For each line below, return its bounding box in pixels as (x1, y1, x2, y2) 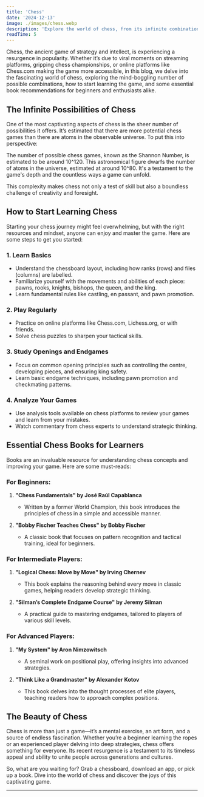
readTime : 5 (6, 32, 36, 38)
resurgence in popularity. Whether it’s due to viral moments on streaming (6, 55, 189, 62)
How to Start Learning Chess (6, 207, 118, 217)
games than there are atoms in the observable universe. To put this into (6, 133, 185, 140)
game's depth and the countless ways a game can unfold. (6, 171, 151, 178)
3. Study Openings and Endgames (6, 347, 109, 356)
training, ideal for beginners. (24, 540, 95, 547)
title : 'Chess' (6, 8, 45, 15)
